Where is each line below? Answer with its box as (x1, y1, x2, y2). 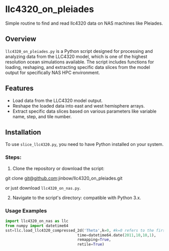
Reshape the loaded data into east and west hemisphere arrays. (12, 103, 145, 109)
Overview (5, 35, 37, 43)
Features (5, 84, 34, 93)
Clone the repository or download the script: (12, 165, 105, 172)
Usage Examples (5, 207, 47, 214)
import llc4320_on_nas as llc (5, 218, 69, 223)
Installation (5, 128, 41, 136)
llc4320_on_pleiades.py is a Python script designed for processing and (5, 48, 153, 54)
